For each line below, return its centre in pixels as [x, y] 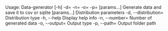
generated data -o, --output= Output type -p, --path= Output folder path [81, 23]
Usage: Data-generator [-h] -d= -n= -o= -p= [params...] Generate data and [83, 7]
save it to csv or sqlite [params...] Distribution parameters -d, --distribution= [85, 12]
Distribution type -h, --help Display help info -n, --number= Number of [79, 18]
